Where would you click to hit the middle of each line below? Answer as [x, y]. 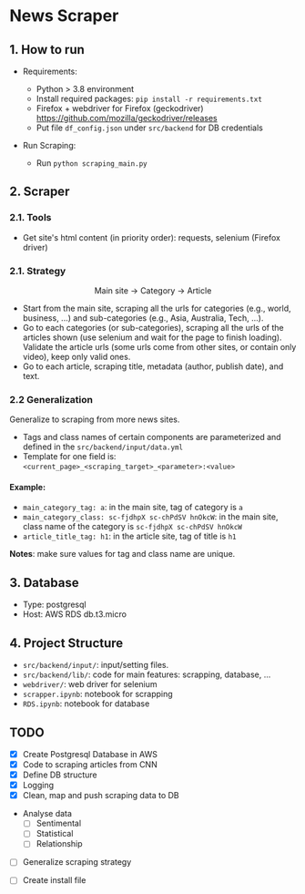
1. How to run [47, 50]
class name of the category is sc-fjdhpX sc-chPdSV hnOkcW [132, 527]
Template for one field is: [69, 457]
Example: [28, 487]
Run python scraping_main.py [91, 163]
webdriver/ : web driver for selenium [90, 684]
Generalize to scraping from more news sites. [95, 419]
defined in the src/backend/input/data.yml [103, 447]
